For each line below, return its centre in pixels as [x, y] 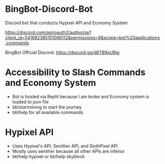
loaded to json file [31, 102]
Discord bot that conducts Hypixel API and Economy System [66, 23]
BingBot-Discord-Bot [49, 9]
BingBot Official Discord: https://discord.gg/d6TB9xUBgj [62, 52]
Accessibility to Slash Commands [75, 72]
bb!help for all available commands [48, 112]
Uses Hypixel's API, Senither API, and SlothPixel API [65, 146]
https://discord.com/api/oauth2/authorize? [48, 32]
